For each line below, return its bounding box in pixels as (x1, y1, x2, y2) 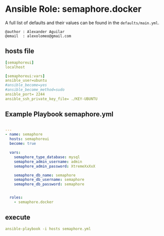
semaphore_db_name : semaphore (14, 172, 76, 178)
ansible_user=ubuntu (5, 78, 48, 83)
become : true (9, 141, 36, 146)
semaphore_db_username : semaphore (14, 177, 84, 182)
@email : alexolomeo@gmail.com (5, 34, 71, 38)
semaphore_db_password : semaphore (14, 182, 84, 187)
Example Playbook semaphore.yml (5, 110, 114, 119)
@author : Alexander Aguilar (5, 29, 65, 34)
